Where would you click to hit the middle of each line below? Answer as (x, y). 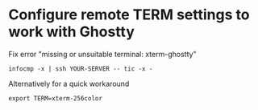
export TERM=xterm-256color (56, 98)
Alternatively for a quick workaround (69, 84)
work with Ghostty (72, 32)
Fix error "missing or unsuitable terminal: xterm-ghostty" (102, 54)
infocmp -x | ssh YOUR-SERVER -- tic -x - (81, 69)
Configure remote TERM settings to (129, 15)
